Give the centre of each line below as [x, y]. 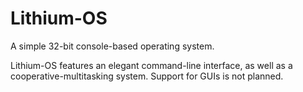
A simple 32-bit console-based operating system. [112, 46]
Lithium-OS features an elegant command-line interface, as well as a [151, 65]
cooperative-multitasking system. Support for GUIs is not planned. [147, 76]
